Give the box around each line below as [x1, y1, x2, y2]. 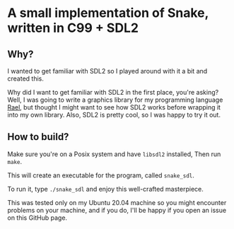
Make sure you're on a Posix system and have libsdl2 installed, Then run [7, 150, 221, 158]
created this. [7, 74, 44, 83]
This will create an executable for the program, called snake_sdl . [7, 171, 194, 180]
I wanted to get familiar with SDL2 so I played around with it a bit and [7, 67, 208, 75]
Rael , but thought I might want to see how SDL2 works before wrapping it [7, 103, 221, 111]
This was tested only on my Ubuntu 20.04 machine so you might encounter [7, 198, 227, 206]
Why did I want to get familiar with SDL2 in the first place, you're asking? [7, 88, 219, 96]
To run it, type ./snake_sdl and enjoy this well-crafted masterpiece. [7, 184, 204, 193]
